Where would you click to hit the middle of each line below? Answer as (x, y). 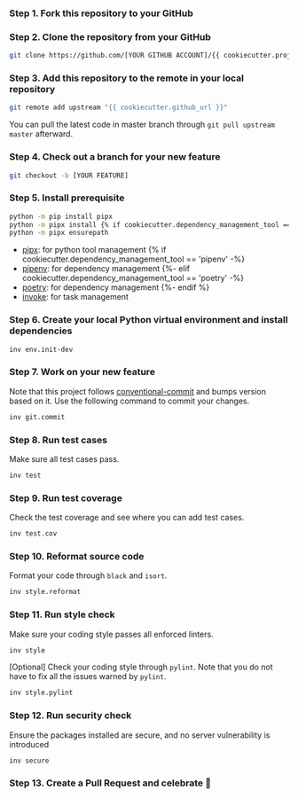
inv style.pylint (41, 693)
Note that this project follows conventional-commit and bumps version (138, 391)
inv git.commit (37, 417)
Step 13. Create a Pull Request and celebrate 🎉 (110, 783)
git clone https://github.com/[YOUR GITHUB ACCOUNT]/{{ (114, 56)
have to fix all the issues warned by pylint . (88, 677)
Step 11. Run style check (62, 614)
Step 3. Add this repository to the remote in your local (126, 78)
